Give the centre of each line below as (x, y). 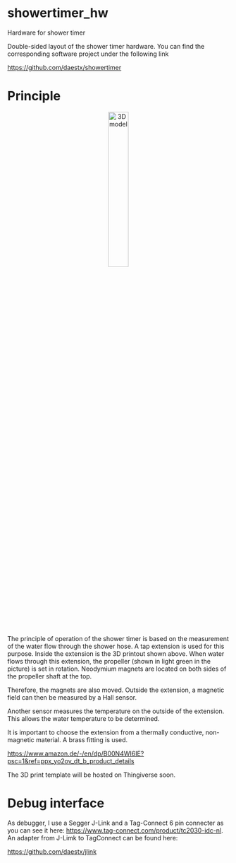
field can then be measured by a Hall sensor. (72, 697)
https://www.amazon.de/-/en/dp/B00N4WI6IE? (76, 753)
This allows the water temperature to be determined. (83, 718)
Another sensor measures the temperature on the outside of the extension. (116, 711)
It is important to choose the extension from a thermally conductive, (106, 732)
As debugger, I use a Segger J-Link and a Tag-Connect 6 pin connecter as (116, 823)
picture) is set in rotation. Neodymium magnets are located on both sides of (117, 669)
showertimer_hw (58, 13)
